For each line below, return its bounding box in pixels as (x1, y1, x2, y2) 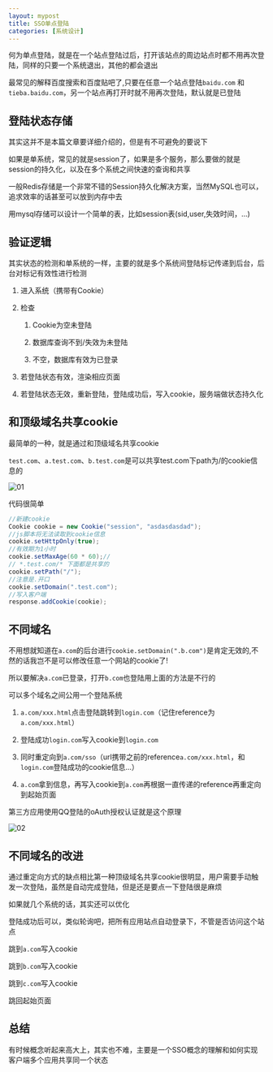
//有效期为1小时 (8, 545, 56, 553)
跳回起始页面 (8, 996, 51, 1005)
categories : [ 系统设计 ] (8, 27, 84, 35)
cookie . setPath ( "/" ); (8, 568, 82, 576)
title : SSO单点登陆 (8, 19, 70, 28)
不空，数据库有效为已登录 (32, 355, 119, 364)
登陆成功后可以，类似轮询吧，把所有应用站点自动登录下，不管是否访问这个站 (8, 916, 265, 926)
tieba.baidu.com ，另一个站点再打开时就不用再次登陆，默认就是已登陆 (8, 88, 241, 97)
